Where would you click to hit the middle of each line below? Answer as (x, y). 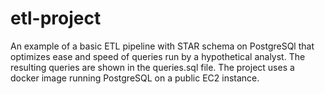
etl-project (56, 18)
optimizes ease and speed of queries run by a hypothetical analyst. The (158, 56)
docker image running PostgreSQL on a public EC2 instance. (135, 78)
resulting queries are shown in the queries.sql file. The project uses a (152, 67)
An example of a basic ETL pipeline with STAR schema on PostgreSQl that (162, 46)
